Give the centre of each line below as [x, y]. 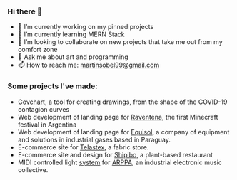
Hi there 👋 [25, 11]
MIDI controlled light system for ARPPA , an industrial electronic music [120, 162]
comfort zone [37, 50]
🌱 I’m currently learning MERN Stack [71, 34]
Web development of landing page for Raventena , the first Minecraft [118, 117]
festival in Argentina [47, 125]
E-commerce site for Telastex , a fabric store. [83, 147]
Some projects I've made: [52, 86]
